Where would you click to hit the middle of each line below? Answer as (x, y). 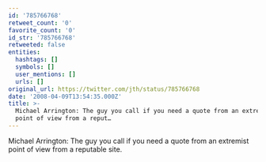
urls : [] (30, 81)
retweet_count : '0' (40, 23)
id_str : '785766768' (42, 38)
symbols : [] (35, 67)
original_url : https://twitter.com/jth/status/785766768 (104, 89)
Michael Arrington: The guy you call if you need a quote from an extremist (129, 141)
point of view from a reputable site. (65, 149)
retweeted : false (37, 45)
